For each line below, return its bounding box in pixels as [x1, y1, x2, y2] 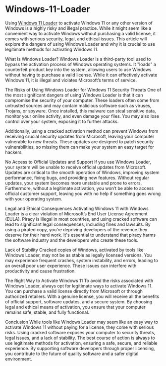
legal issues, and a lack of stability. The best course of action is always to [5, 335, 155, 341]
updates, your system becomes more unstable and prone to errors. [5, 180, 142, 186]
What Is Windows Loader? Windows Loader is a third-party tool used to [5, 56, 151, 62]
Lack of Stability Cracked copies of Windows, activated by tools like [5, 247, 144, 253]
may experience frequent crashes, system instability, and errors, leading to [5, 257, 159, 263]
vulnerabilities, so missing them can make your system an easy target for [5, 144, 155, 150]
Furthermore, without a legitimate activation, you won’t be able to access [5, 185, 154, 191]
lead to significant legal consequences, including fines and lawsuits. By [5, 221, 151, 227]
